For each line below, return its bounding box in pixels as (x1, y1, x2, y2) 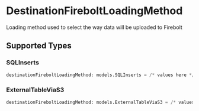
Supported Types (6, 41, 72, 51)
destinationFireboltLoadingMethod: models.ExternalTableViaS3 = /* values (6, 99, 195, 105)
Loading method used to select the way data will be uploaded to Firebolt (6, 24, 182, 31)
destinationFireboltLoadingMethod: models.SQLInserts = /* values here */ (6, 72, 195, 78)
